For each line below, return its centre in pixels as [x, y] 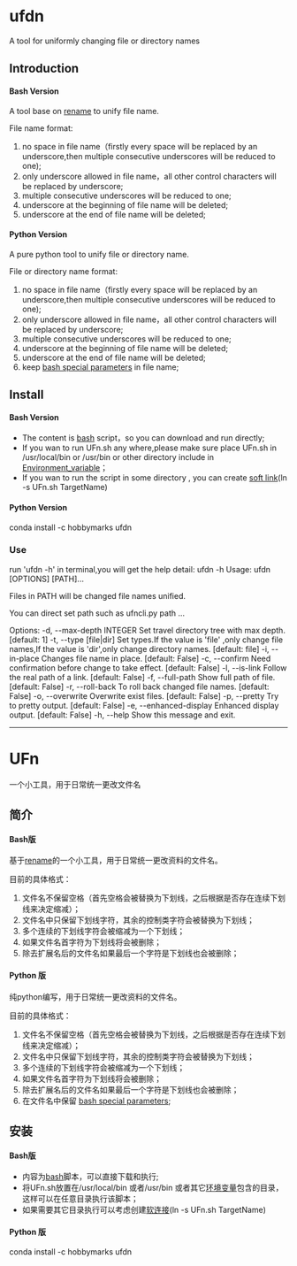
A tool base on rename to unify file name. [84, 111]
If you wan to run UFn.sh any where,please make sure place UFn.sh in [149, 448]
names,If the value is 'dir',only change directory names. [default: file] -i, [139, 648]
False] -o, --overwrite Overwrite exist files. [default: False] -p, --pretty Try [144, 695]
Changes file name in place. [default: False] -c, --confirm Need [156, 658]
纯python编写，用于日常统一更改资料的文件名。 [95, 996]
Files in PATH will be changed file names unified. [98, 595]
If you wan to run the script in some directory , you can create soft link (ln [154, 478]
